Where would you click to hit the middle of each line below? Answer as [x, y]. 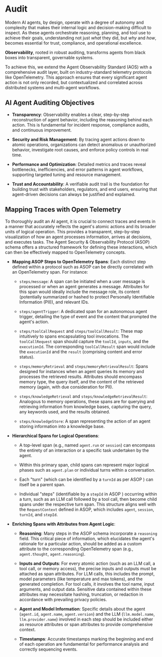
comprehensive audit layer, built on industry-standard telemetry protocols [78, 72]
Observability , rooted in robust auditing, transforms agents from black [75, 52]
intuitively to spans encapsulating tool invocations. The [74, 336]
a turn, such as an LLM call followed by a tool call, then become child [88, 499]
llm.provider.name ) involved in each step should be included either [86, 619]
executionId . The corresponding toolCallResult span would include [87, 346]
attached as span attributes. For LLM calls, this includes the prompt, [87, 574]
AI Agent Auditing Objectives [50, 103]
